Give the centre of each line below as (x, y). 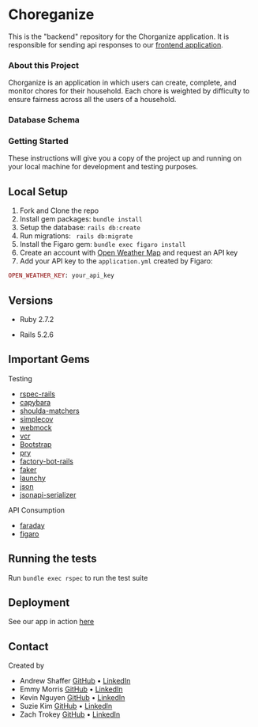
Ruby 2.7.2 (37, 319)
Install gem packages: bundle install (81, 219)
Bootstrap (36, 444)
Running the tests (52, 559)
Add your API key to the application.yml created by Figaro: (116, 261)
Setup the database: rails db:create (80, 228)
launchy (32, 478)
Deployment (39, 602)
